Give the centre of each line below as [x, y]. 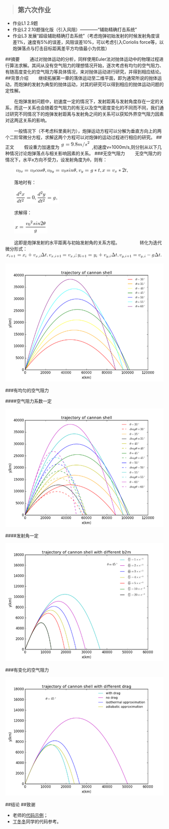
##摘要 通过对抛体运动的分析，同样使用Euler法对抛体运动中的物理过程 [82, 59]
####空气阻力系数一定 [28, 401]
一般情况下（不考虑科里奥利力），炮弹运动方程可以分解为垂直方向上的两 [88, 131]
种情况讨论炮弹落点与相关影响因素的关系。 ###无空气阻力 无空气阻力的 [83, 153]
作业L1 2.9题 [25, 23]
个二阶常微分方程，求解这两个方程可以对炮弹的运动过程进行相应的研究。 [80, 137]
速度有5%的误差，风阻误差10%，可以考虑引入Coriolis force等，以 [96, 42]
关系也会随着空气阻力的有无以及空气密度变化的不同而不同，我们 [93, 107]
